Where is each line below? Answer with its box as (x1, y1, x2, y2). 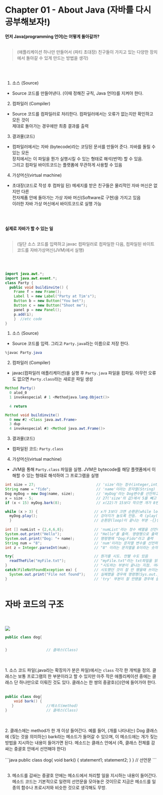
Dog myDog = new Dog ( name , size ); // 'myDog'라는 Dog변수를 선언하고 (5, 491, 159, 496)
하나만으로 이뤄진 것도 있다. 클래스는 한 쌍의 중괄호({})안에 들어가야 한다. (19, 679, 157, 685)
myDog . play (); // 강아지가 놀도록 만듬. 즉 (9, 513, 143, 518)
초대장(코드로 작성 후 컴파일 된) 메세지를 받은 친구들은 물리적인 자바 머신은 (12, 182, 153, 188)
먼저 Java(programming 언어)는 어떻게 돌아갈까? (5, 33, 100, 39)
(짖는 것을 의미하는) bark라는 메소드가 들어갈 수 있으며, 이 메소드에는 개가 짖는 (10, 733, 158, 739)
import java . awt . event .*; (5, 276, 57, 281)
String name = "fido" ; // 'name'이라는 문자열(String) (5, 487, 156, 492)
